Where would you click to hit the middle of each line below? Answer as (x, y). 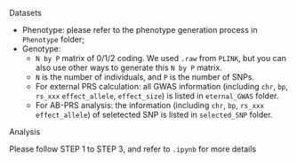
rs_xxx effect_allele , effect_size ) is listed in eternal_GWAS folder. (157, 96)
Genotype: (41, 49)
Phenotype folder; (53, 39)
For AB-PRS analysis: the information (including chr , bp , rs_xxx (150, 105)
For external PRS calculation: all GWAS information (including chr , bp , (162, 86)
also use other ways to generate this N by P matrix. (128, 67)
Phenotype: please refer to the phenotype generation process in (140, 30)
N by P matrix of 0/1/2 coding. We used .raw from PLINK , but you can (161, 58)
